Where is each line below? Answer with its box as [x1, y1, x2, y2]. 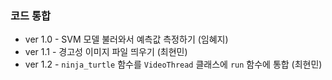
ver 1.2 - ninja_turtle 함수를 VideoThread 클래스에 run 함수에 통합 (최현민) [24, 58, 323, 71]
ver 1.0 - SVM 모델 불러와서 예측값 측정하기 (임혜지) [24, 33, 229, 46]
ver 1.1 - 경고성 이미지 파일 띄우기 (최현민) [24, 46, 188, 58]
